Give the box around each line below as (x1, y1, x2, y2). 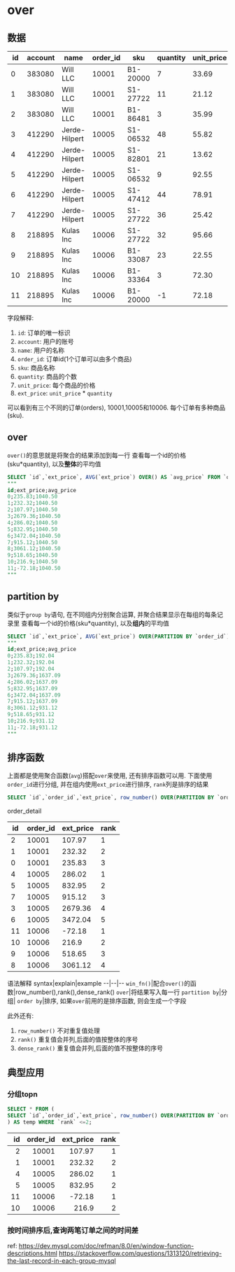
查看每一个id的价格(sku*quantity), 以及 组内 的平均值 (20, 619, 170, 627)
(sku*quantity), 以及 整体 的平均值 (7, 459, 101, 468)
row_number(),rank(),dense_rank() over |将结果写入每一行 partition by (15, 988, 220, 996)
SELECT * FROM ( (7, 1105, 55, 1112)
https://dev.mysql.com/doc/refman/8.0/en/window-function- (18, 1241, 194, 1250)
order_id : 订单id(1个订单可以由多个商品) (17, 355, 132, 363)
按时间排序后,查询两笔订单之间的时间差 (7, 1225, 138, 1235)
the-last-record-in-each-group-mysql (7, 1256, 117, 1265)
